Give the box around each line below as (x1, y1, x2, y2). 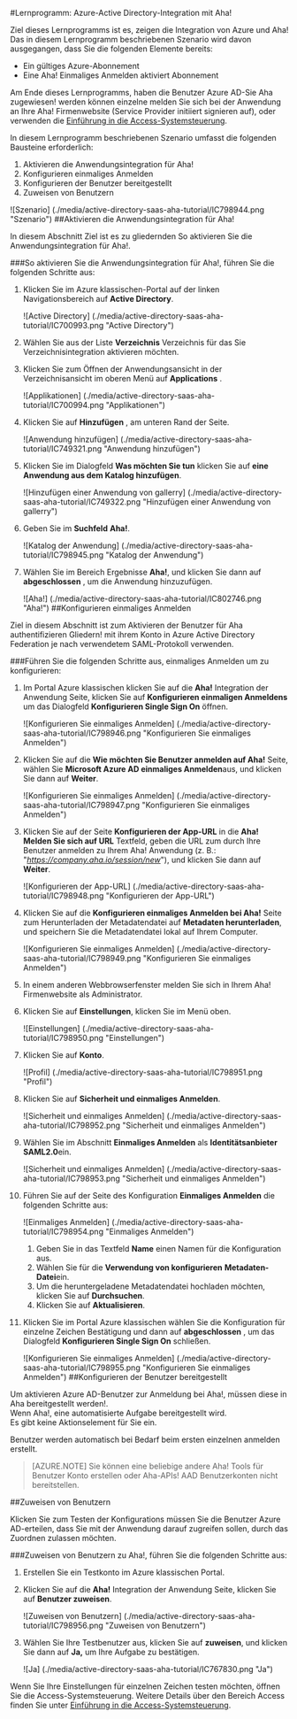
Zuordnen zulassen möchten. (10, 1533, 117, 1543)
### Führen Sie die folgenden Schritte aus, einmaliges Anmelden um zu (10, 656, 270, 667)
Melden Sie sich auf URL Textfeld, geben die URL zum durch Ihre (22, 836, 262, 846)
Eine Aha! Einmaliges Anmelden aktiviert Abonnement (22, 70, 219, 81)
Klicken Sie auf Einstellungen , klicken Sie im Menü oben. (22, 1006, 232, 1016)
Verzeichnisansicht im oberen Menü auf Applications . (22, 374, 223, 383)
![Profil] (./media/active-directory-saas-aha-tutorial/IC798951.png (22, 1067, 263, 1077)
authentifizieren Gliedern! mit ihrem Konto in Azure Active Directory (10, 629, 255, 640)
